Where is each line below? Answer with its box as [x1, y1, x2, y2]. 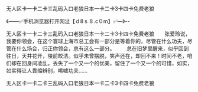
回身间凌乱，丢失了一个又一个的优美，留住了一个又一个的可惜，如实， [21, 60, 193, 67]
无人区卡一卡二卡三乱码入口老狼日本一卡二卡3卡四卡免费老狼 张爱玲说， [6, 30, 191, 37]
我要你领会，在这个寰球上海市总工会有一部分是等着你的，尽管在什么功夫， [6, 38, 187, 44]
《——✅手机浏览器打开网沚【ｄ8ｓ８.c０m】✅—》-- [6, 18, 130, 25]
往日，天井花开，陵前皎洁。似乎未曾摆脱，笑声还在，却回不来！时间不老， [6, 52, 187, 59]
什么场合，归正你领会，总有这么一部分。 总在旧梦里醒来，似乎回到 [16, 45, 189, 52]
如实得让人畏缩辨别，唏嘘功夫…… [6, 67, 88, 74]
